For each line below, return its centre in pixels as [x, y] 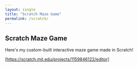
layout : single [20, 9]
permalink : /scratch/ [27, 18]
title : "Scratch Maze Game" [33, 14]
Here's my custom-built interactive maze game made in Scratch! [69, 50]
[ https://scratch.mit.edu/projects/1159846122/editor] [57, 59]
